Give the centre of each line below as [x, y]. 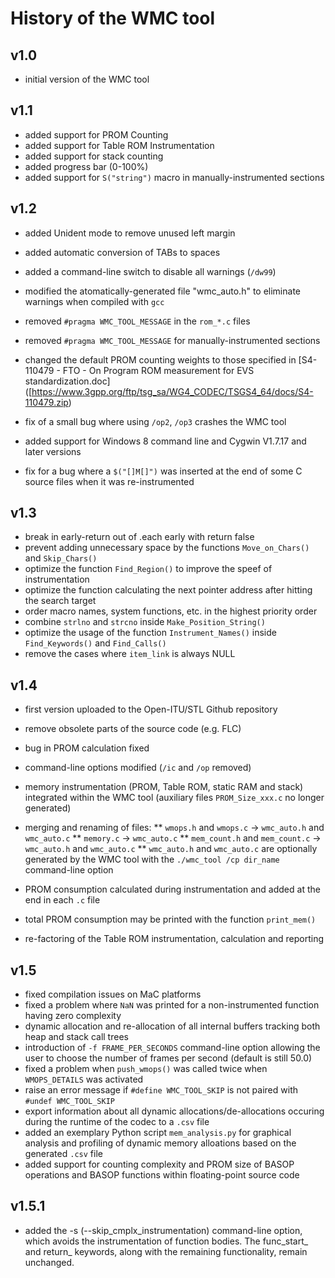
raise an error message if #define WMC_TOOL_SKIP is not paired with [161, 1090]
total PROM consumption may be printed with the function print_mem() [170, 919]
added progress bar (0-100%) [86, 166]
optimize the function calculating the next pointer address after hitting [168, 590]
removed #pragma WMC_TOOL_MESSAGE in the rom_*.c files [137, 321]
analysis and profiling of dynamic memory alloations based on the [160, 1143]
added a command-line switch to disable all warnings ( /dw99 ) [150, 271]
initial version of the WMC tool [87, 79]
